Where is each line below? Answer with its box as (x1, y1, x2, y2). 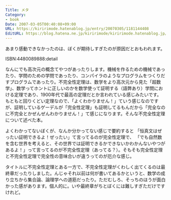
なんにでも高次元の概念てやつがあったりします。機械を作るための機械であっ (5, 66, 165, 72)
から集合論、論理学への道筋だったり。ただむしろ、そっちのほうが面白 (18, 177, 166, 183)
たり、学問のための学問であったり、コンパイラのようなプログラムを (5, 73, 148, 79)
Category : (5, 12, 26, 17)
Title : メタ (5, 7, 29, 13)
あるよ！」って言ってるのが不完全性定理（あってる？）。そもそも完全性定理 (5, 147, 163, 153)
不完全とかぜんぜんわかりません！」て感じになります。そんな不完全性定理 (9, 111, 165, 117)
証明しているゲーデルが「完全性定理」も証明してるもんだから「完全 (14, 105, 157, 110)
